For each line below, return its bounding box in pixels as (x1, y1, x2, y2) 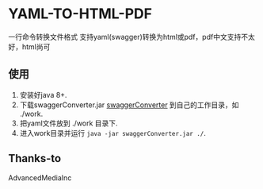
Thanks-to (8, 152, 62, 165)
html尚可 (21, 41, 51, 52)
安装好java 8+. (19, 90, 67, 99)
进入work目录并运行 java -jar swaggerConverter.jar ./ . (19, 128, 206, 137)
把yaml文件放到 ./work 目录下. (19, 118, 118, 128)
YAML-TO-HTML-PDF (8, 5, 153, 23)
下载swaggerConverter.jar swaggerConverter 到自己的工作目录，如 (19, 100, 239, 110)
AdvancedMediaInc (8, 172, 72, 183)
